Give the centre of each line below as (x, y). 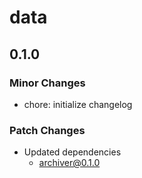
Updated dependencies (72, 152)
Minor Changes (47, 83)
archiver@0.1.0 (69, 163)
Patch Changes (47, 130)
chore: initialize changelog (78, 104)
